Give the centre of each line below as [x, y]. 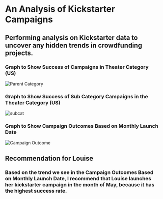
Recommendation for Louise [49, 158]
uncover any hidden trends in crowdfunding [74, 45]
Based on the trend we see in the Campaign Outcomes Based [79, 172]
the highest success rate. [36, 191]
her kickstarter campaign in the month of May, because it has [80, 184]
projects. [19, 53]
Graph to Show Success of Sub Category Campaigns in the [77, 96]
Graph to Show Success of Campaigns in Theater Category [77, 67]
